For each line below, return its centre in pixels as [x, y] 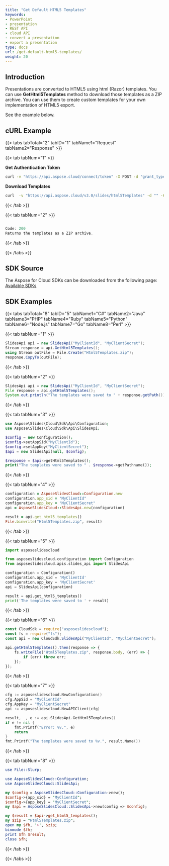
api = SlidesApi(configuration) [39, 587]
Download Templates [28, 186]
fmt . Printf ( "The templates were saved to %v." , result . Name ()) [73, 741]
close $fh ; [17, 839]
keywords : [16, 15]
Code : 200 [16, 228]
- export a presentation [31, 43]
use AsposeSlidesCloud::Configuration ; [47, 779]
